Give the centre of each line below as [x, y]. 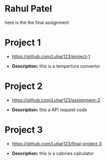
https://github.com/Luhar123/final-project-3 [57, 144]
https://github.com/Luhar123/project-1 [51, 56]
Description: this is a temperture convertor [56, 66]
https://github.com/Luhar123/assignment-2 [56, 100]
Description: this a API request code [50, 110]
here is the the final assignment [37, 22]
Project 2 [24, 86]
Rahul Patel [28, 9]
